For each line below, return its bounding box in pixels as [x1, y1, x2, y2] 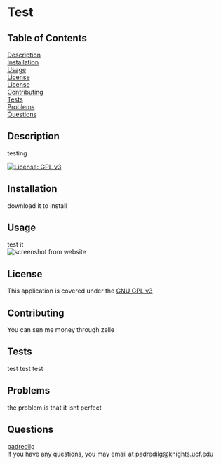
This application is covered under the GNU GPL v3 [7, 286, 153, 295]
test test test [7, 364, 43, 373]
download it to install [7, 201, 67, 210]
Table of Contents [7, 32, 88, 44]
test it [7, 240, 24, 249]
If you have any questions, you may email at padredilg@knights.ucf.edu [7, 450, 214, 458]
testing [7, 148, 27, 158]
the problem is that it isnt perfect [7, 403, 102, 412]
